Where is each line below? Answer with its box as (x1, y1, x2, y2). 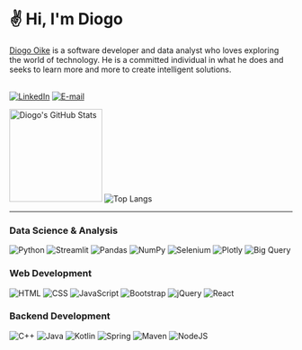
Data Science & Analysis (9, 224, 119, 237)
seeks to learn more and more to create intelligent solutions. (9, 64, 232, 75)
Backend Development (9, 310, 111, 322)
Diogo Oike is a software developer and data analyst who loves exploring (9, 44, 280, 56)
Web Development (9, 267, 93, 280)
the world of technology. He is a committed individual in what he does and (9, 54, 284, 65)
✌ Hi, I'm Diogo (9, 9, 124, 30)
